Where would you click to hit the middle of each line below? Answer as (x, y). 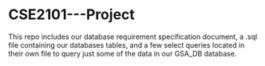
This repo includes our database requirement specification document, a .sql (133, 37)
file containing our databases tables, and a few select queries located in (127, 45)
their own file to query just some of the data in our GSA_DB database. (123, 53)
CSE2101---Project (72, 15)
